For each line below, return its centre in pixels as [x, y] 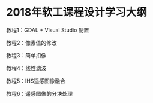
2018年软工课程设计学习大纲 [76, 12]
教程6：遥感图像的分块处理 [40, 93]
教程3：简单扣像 [26, 55]
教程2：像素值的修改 [31, 43]
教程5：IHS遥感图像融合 [36, 81]
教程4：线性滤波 [26, 68]
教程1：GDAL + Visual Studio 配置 [48, 30]
